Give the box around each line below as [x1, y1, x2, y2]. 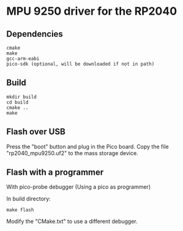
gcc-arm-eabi [6, 56, 40, 62]
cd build [6, 99, 29, 105]
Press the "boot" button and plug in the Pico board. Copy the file [6, 143, 170, 150]
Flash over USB [6, 127, 65, 137]
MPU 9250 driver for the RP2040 [6, 4, 177, 18]
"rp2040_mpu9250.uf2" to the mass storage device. [6, 149, 139, 157]
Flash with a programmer [6, 167, 104, 178]
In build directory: [6, 195, 51, 203]
